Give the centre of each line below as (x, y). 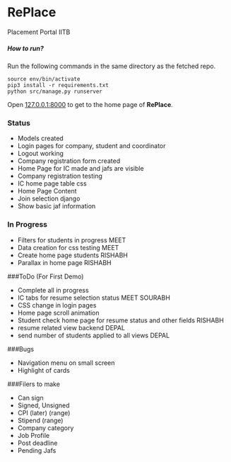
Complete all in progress (53, 290)
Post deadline (37, 443)
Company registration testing (60, 176)
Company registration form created (69, 161)
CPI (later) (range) (44, 412)
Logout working (40, 154)
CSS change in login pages (57, 305)
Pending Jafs (37, 450)
